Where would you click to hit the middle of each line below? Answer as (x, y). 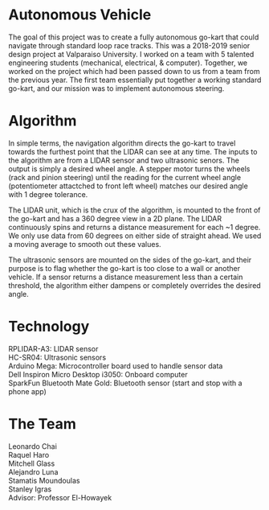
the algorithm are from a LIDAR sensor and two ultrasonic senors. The (124, 160)
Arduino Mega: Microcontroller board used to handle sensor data (116, 366)
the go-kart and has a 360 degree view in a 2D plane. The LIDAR (115, 218)
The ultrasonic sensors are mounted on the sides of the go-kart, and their (130, 260)
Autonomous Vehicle (80, 15)
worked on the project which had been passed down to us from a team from (134, 71)
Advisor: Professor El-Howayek (60, 497)
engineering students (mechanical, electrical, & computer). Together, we (128, 63)
